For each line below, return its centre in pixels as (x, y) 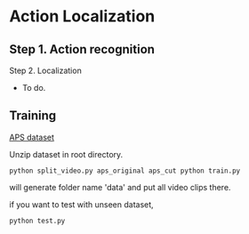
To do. (34, 88)
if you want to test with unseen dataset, (81, 204)
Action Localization (82, 16)
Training (33, 116)
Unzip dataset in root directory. (66, 154)
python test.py (37, 221)
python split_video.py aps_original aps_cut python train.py (125, 171)
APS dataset (32, 137)
